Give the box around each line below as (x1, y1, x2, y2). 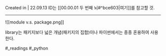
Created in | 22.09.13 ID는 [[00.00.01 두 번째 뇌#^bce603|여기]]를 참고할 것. (5, 5, 155, 10)
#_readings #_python (5, 45, 48, 51)
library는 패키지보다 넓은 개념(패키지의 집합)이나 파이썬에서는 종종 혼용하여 (5, 29, 150, 35)
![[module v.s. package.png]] (5, 19, 64, 25)
